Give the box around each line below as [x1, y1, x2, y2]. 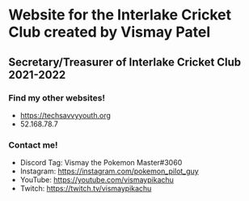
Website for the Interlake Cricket [8, 6, 232, 24]
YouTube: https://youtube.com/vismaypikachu [19, 175, 174, 185]
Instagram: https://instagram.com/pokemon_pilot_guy [19, 166, 200, 176]
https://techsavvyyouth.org [19, 110, 112, 120]
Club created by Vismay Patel [8, 23, 211, 41]
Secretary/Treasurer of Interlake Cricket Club [8, 55, 242, 69]
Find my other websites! [8, 92, 105, 103]
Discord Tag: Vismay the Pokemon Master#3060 [19, 158, 183, 168]
